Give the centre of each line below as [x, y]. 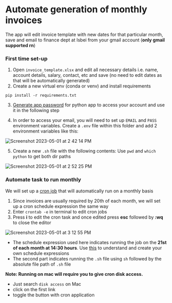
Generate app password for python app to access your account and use [89, 105]
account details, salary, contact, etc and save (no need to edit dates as [87, 75]
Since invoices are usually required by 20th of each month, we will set [87, 201]
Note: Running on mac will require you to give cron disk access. [74, 274]
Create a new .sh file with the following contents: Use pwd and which [84, 151]
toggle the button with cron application [53, 295]
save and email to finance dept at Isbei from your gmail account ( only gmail [85, 40]
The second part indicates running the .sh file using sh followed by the [87, 258]
